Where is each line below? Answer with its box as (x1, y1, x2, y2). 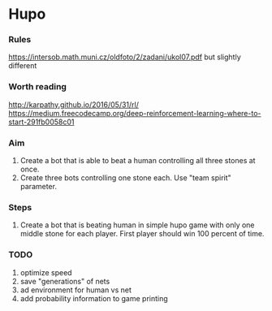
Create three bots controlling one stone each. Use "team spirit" (19, 173, 231, 183)
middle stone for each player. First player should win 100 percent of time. (19, 229, 265, 239)
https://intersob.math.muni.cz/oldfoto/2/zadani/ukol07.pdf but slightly (8, 52, 241, 62)
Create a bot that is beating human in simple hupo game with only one (19, 220, 255, 230)
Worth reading (8, 81, 67, 93)
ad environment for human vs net (19, 285, 132, 295)
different (8, 61, 37, 71)
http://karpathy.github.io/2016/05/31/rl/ (8, 99, 140, 110)
